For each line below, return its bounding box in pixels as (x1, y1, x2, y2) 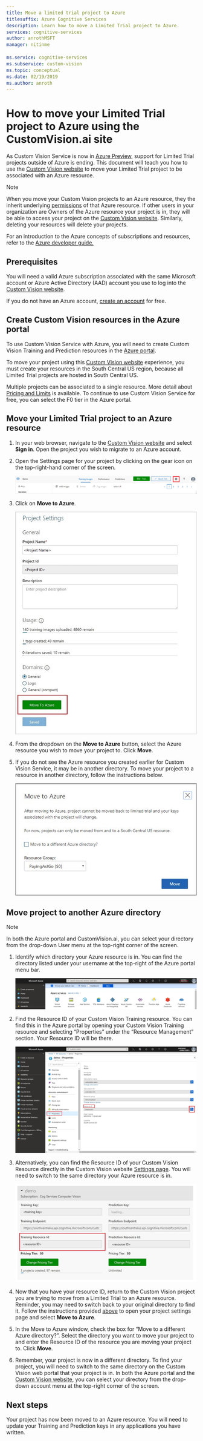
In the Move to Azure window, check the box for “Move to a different (14, 1325, 185, 1333)
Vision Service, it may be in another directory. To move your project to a (14, 765, 195, 772)
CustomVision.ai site (6, 133, 113, 146)
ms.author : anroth (6, 80, 53, 86)
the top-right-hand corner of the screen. (14, 464, 116, 471)
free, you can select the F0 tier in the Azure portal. (6, 396, 132, 403)
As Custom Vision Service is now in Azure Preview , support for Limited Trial (6, 153, 195, 160)
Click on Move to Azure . (14, 499, 77, 507)
